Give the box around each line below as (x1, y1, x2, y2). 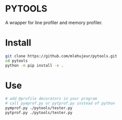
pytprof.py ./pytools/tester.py (5, 110, 72, 115)
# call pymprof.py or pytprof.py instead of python (5, 101, 115, 106)
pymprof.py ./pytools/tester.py (5, 105, 72, 110)
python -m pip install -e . (5, 63, 64, 68)
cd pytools (5, 58, 28, 63)
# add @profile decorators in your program (5, 96, 97, 101)
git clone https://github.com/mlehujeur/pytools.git (5, 53, 117, 58)
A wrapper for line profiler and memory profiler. (5, 19, 103, 25)
